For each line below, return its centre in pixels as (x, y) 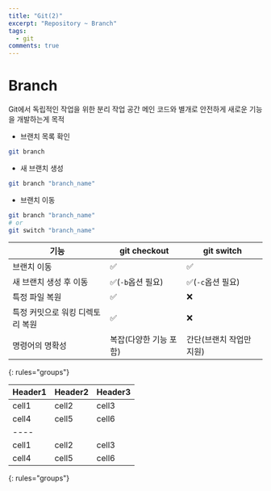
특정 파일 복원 (37, 297)
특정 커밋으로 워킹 (44, 313)
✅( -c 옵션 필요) (213, 282)
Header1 (29, 392)
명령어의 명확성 (40, 346)
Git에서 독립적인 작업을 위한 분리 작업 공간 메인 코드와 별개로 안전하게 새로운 (128, 109)
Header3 (114, 392)
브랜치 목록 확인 (45, 136)
